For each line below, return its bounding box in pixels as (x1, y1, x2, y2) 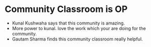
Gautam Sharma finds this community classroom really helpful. (12, 36, 143, 42)
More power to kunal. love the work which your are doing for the (12, 25, 146, 31)
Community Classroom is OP (5, 3, 128, 15)
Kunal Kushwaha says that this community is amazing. (12, 20, 125, 26)
